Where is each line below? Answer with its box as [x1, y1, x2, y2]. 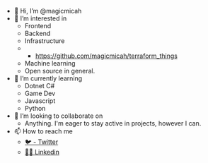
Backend [24, 29, 51, 37]
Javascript [24, 97, 56, 105]
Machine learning [24, 59, 76, 67]
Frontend [24, 22, 52, 30]
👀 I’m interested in [13, 14, 67, 23]
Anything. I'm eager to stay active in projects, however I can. [24, 119, 202, 127]
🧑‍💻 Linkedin [24, 148, 60, 156]
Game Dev [24, 89, 56, 97]
